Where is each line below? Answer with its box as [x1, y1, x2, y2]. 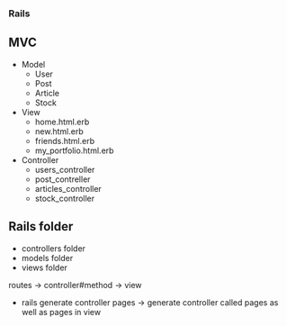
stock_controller [34, 193, 95, 204]
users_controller [34, 164, 95, 175]
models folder [21, 252, 74, 263]
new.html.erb [34, 125, 85, 137]
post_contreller [34, 174, 91, 185]
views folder [21, 262, 68, 273]
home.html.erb [34, 116, 90, 127]
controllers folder [21, 242, 86, 254]
